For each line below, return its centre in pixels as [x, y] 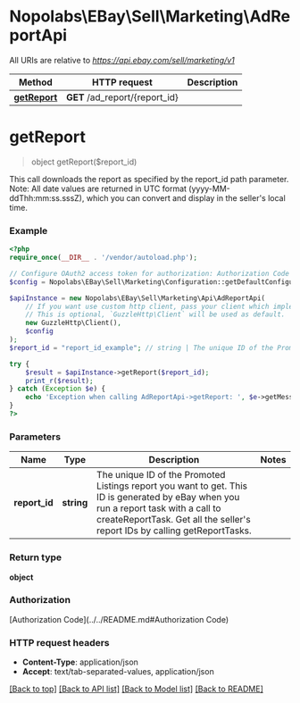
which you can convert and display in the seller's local [186, 197]
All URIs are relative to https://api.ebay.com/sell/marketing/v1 [122, 60]
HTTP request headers [59, 642]
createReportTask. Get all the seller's [174, 520]
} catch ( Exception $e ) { [57, 389]
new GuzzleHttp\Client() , [74, 323]
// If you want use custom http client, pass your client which [147, 306]
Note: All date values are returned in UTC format [98, 188]
